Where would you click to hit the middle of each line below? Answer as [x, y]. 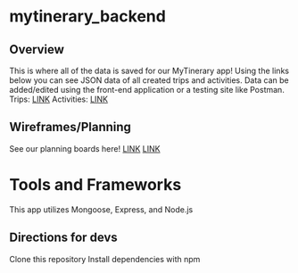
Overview [37, 50]
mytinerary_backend [88, 17]
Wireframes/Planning [70, 127]
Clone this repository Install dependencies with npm [105, 259]
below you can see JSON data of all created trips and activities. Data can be [149, 80]
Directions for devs [63, 238]
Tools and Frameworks [95, 185]
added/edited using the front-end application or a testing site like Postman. [147, 90]
